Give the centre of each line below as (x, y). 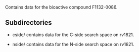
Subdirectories (28, 23)
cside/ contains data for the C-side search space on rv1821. (73, 35)
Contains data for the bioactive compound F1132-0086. (61, 7)
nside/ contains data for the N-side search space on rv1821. (73, 44)
